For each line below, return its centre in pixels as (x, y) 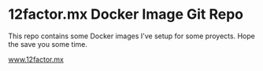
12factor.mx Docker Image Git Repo (126, 14)
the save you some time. (48, 44)
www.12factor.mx (36, 59)
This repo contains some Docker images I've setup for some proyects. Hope (132, 36)
